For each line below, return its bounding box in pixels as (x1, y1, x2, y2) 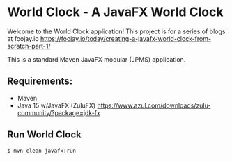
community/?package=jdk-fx (17, 108, 101, 117)
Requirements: (7, 76, 73, 87)
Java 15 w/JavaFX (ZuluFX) (17, 101, 96, 110)
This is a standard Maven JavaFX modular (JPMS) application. (7, 55, 186, 63)
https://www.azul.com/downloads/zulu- (97, 101, 211, 110)
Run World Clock (7, 129, 82, 141)
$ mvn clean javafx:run (7, 147, 77, 154)
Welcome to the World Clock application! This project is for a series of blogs (7, 27, 226, 35)
